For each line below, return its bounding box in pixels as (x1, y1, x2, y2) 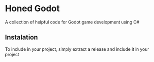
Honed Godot (5, 3, 60, 14)
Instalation (5, 33, 38, 41)
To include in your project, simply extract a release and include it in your (5, 46, 150, 52)
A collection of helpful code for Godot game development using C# (5, 19, 139, 25)
